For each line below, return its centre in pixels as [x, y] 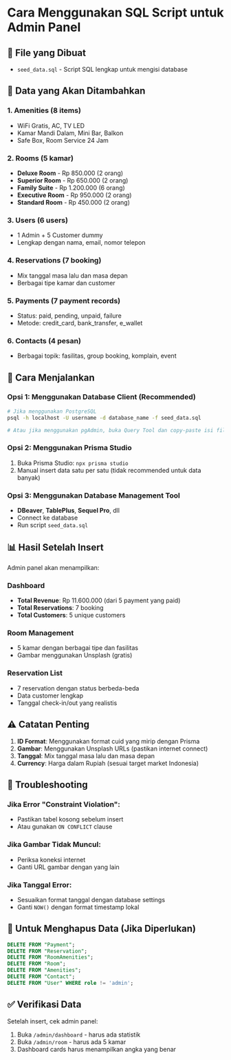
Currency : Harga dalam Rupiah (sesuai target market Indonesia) [108, 763]
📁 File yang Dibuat [46, 53]
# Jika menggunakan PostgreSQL [52, 411]
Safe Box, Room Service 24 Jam [63, 140]
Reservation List [35, 673]
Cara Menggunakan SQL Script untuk [115, 13]
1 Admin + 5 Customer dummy [60, 235]
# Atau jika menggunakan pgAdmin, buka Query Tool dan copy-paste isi [110, 430]
